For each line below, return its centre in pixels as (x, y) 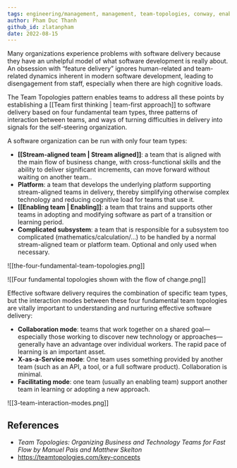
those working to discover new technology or (114, 337)
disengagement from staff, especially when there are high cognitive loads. (115, 84)
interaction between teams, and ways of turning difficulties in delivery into (115, 120)
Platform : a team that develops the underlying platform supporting (114, 185)
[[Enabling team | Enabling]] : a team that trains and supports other (115, 207)
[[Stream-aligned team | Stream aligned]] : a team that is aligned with (119, 155)
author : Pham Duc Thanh (42, 20)
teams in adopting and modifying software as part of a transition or (115, 215)
